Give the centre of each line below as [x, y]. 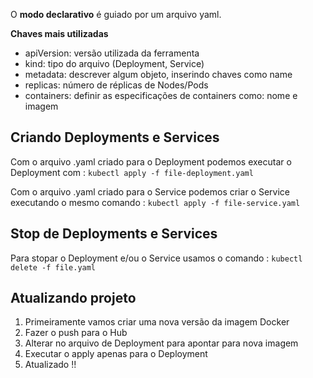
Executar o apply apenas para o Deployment [116, 354]
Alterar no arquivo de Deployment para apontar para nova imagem [161, 343]
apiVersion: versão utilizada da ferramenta [112, 53]
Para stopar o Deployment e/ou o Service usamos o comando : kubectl [156, 258]
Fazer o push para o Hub [76, 333]
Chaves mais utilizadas [59, 33]
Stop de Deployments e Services [114, 234]
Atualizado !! [50, 365]
